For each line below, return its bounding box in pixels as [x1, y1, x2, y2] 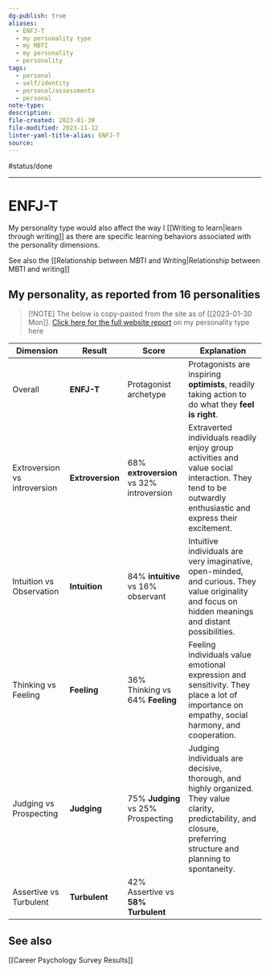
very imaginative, [188, 556, 253, 567]
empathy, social [188, 709, 248, 721]
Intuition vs [12, 576, 55, 587]
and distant [188, 616, 231, 627]
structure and [188, 844, 239, 855]
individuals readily [188, 432, 257, 443]
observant [127, 591, 166, 602]
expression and [188, 669, 247, 680]
